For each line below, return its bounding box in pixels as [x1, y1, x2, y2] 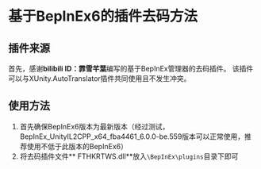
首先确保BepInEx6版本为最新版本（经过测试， [19, 121, 170, 131]
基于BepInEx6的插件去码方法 [8, 7, 198, 25]
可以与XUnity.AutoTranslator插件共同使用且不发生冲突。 [8, 74, 191, 83]
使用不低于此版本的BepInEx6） [26, 141, 129, 151]
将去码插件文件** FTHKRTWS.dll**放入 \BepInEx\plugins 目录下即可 [19, 152, 239, 161]
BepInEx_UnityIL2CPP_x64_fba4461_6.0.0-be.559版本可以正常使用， [19, 132, 245, 141]
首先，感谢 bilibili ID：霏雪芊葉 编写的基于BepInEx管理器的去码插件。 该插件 [8, 64, 254, 73]
